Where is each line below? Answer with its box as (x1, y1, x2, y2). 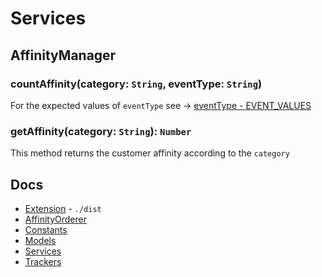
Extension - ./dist (24, 202, 102, 214)
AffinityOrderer (24, 213, 87, 225)
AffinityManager (10, 47, 117, 64)
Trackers (24, 255, 62, 267)
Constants (24, 223, 68, 236)
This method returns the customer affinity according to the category (10, 147, 290, 159)
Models (24, 234, 57, 246)
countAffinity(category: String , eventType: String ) (10, 77, 263, 91)
